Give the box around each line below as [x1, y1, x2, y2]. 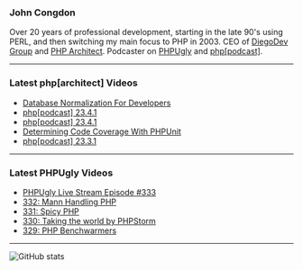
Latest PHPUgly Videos [9, 166, 114, 179]
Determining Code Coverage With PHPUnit [22, 126, 182, 137]
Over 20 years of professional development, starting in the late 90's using [9, 27, 284, 38]
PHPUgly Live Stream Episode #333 [22, 186, 156, 197]
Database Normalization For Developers [22, 97, 171, 108]
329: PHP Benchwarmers [22, 225, 117, 236]
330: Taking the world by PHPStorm [22, 215, 156, 226]
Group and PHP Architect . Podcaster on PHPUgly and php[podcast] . [9, 46, 263, 57]
